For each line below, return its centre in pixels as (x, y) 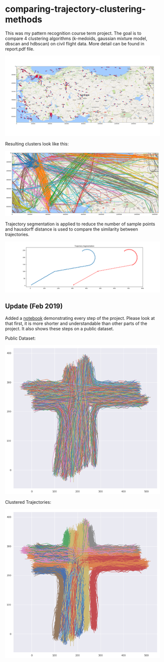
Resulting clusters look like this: (37, 144)
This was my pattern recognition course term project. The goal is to (73, 33)
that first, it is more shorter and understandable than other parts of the (76, 323)
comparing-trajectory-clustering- (75, 9)
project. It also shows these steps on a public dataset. (60, 328)
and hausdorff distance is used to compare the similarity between (72, 229)
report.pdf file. (20, 49)
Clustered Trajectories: (28, 502)
